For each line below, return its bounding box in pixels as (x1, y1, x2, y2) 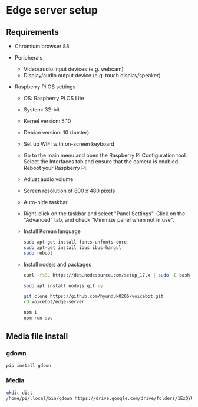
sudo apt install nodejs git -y (23, 283, 103, 289)
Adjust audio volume (23, 176, 74, 183)
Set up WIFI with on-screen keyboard (23, 140, 115, 147)
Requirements (6, 27, 59, 37)
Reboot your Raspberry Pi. (23, 165, 88, 171)
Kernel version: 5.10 (23, 117, 71, 124)
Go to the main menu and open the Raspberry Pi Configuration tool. (23, 152, 187, 159)
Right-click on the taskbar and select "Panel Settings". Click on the (23, 210, 186, 217)
